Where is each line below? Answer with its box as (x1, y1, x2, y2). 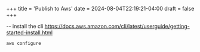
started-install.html (6, 29, 53, 36)
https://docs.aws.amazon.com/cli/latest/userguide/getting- (44, 23, 190, 30)
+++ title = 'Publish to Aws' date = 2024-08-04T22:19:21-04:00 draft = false (6, 5, 195, 12)
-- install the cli (6, 23, 44, 30)
